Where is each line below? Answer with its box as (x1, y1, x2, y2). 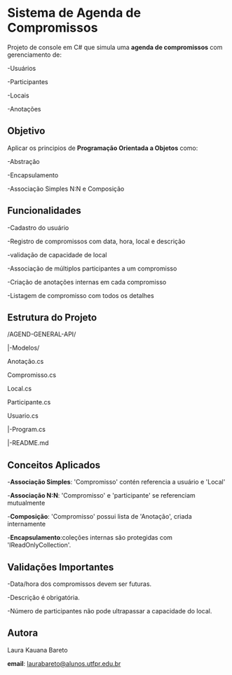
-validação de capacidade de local (7, 250, 107, 259)
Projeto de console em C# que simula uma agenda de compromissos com (7, 43, 223, 51)
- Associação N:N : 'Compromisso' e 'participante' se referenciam (7, 491, 196, 500)
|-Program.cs (7, 425, 46, 434)
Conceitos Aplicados (7, 459, 101, 471)
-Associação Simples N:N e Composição (7, 184, 125, 193)
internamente (7, 520, 46, 529)
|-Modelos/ (7, 343, 40, 352)
